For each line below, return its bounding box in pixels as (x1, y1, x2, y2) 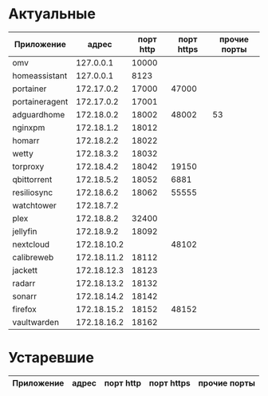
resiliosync (12, 187, 53, 198)
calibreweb (12, 251, 54, 263)
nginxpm (12, 121, 45, 133)
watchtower (12, 200, 57, 211)
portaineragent (12, 96, 69, 107)
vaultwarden (12, 316, 60, 327)
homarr (12, 135, 40, 146)
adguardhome (12, 109, 65, 120)
